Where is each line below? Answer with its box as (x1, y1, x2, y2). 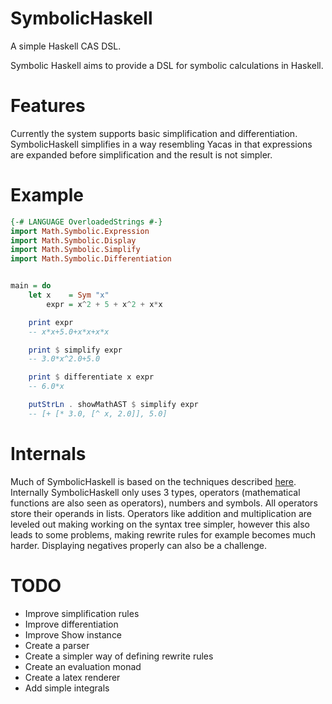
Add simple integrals (24, 682, 110, 694)
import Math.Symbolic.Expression (10, 226, 150, 236)
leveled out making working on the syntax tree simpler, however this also (10, 518, 310, 530)
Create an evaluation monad (24, 660, 142, 672)
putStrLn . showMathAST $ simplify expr (28, 400, 199, 410)
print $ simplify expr (28, 345, 123, 355)
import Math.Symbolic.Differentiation (10, 254, 172, 264)
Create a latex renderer (24, 671, 121, 683)
